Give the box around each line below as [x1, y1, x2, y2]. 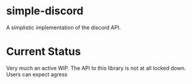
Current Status [6, 45, 81, 58]
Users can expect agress [6, 70, 67, 78]
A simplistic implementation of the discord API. [6, 24, 121, 31]
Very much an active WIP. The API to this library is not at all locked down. [6, 64, 186, 71]
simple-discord [6, 4, 83, 18]
